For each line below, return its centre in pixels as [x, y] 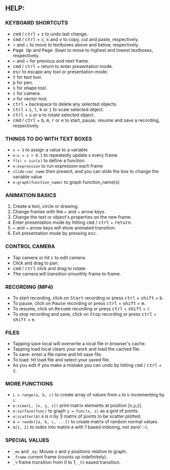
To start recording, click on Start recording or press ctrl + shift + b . [88, 298]
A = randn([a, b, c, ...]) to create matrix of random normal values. [86, 422]
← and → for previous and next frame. [51, 61]
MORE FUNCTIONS [29, 384]
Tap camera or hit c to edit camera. [49, 257]
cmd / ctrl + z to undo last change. [50, 34]
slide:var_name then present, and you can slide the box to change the [86, 171]
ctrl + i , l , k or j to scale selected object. [58, 109]
